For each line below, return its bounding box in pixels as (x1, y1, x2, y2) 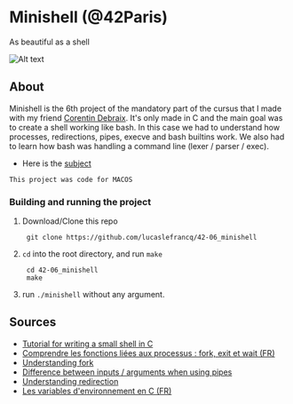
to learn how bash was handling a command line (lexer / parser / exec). (9, 140, 269, 151)
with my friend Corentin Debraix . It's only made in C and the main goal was (9, 112, 283, 123)
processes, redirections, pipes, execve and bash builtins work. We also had (9, 131, 285, 142)
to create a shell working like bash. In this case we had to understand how (9, 122, 281, 132)
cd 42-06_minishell (26, 265, 99, 275)
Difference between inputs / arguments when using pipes (21, 367, 233, 377)
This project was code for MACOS (9, 175, 133, 184)
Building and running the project (9, 195, 152, 208)
